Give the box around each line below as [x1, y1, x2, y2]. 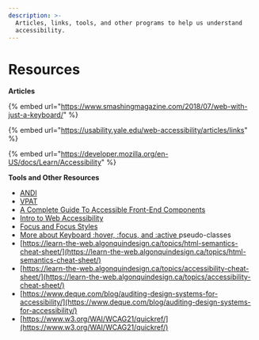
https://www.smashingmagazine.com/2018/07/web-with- [60, 102, 248, 111]
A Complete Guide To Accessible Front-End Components [19, 205, 206, 214]
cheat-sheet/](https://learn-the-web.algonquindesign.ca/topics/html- [19, 247, 247, 257]
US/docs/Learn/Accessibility [8, 157, 101, 167]
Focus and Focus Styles [19, 222, 98, 232]
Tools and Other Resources [8, 173, 100, 183]
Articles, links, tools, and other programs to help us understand [15, 19, 243, 27]
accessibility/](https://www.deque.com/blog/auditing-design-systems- [19, 297, 251, 307]
